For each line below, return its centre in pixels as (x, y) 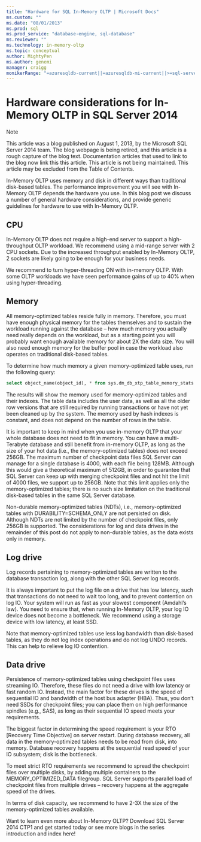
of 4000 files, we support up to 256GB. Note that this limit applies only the (98, 482)
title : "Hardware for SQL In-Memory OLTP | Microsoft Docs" (83, 12)
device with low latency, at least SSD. (52, 622)
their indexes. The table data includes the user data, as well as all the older (98, 401)
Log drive (24, 558)
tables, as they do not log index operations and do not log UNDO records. (97, 640)
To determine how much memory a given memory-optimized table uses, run (100, 365)
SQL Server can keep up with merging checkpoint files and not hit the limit (98, 476)
